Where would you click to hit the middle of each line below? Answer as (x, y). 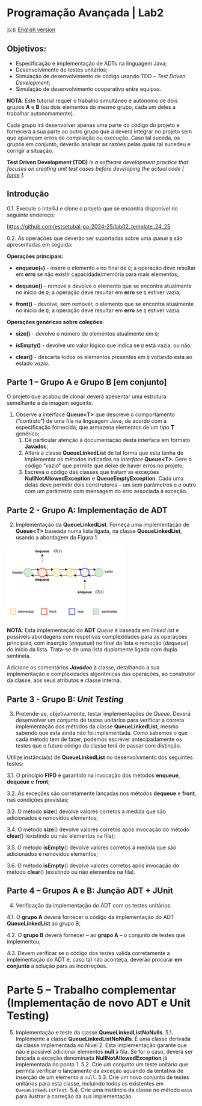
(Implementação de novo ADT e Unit (99, 1003)
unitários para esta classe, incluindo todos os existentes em (90, 1083)
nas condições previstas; (38, 800)
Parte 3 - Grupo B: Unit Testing (65, 699)
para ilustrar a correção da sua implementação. (74, 1096)
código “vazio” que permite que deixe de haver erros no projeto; (104, 465)
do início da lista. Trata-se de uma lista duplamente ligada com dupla (92, 650)
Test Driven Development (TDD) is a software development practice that (98, 162)
